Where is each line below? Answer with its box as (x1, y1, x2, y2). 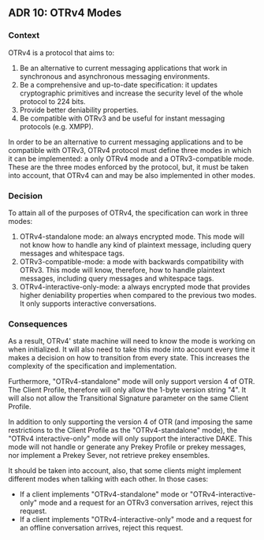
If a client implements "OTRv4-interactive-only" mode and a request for (19, 515, 253, 524)
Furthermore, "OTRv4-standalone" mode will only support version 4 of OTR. (8, 377, 255, 386)
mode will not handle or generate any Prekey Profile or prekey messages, (8, 442, 247, 452)
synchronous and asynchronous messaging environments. (19, 71, 210, 81)
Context (8, 30, 40, 41)
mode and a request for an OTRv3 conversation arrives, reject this (39, 498, 254, 508)
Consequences (8, 318, 69, 330)
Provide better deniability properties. (19, 105, 139, 114)
